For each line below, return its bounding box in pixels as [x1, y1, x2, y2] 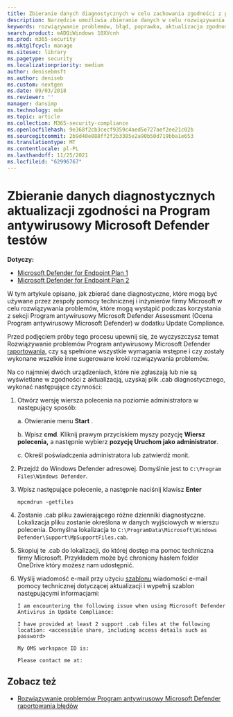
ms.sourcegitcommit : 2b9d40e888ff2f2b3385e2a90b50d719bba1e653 [7, 132, 194, 139]
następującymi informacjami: [17, 589, 100, 597]
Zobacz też [7, 676, 57, 688]
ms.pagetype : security [7, 55, 73, 62]
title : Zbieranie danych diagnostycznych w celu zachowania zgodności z [7, 10, 222, 17]
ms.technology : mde [7, 107, 64, 114]
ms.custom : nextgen [7, 81, 64, 88]
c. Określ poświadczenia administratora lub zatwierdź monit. [17, 451, 191, 459]
